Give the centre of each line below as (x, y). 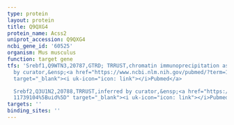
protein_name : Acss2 (37, 33)
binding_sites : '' (34, 111)
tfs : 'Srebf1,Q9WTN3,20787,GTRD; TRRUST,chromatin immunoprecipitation (113, 66)
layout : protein (31, 20)
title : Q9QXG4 (28, 27)
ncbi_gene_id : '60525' (40, 46)
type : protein (28, 14)
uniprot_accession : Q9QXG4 (46, 40)
